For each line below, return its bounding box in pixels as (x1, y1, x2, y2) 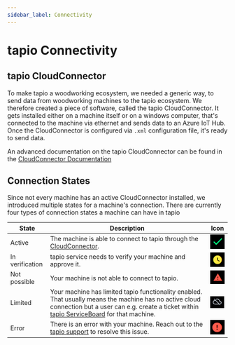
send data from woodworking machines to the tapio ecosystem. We (7, 96, 202, 104)
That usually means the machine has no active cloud (50, 295, 201, 303)
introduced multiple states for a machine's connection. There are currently (7, 201, 222, 210)
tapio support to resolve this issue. (50, 327, 149, 336)
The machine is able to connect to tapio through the (50, 235, 199, 243)
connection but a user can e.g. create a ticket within (50, 302, 199, 311)
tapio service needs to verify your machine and (50, 252, 186, 261)
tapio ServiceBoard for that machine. (50, 309, 156, 318)
